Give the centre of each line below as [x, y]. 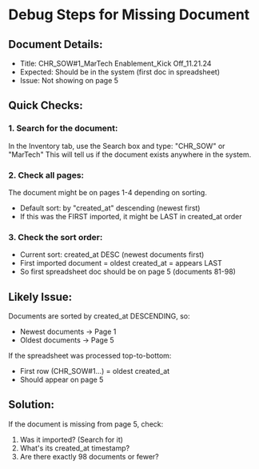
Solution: [31, 405]
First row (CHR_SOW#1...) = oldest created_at [95, 371]
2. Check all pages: [46, 175]
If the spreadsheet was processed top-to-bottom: [90, 356]
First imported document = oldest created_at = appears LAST [121, 263]
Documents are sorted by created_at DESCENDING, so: [99, 316]
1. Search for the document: [63, 128]
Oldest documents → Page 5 [67, 340]
